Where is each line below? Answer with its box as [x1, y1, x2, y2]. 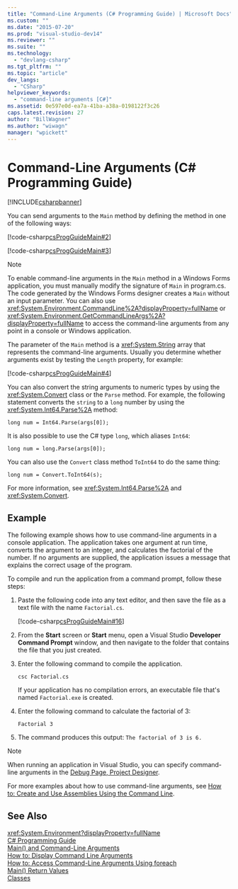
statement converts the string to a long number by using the [7, 398, 185, 407]
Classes [7, 873, 30, 882]
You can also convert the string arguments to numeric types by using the [7, 383, 220, 392]
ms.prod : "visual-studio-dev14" [7, 30, 103, 38]
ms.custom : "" [7, 17, 50, 24]
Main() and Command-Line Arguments [7, 844, 120, 852]
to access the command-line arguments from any [84, 319, 229, 328]
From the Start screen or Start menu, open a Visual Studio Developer [17, 631, 221, 640]
